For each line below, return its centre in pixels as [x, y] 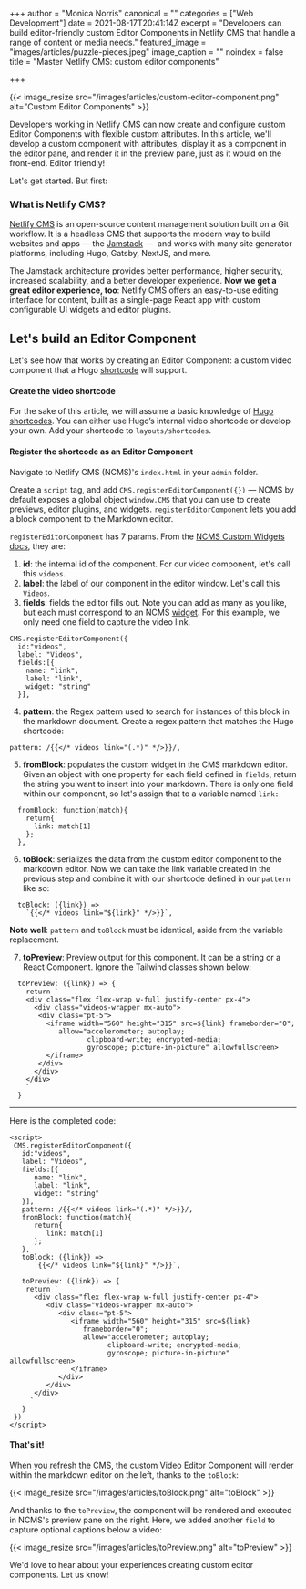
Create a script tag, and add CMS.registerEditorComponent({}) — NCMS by [152, 489]
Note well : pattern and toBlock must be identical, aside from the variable [147, 930]
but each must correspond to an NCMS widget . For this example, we [151, 612]
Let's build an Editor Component [103, 338]
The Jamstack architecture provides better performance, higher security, [147, 271]
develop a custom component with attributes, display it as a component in [148, 144]
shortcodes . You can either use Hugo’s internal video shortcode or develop [150, 421]
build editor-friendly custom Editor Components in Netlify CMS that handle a [153, 32]
